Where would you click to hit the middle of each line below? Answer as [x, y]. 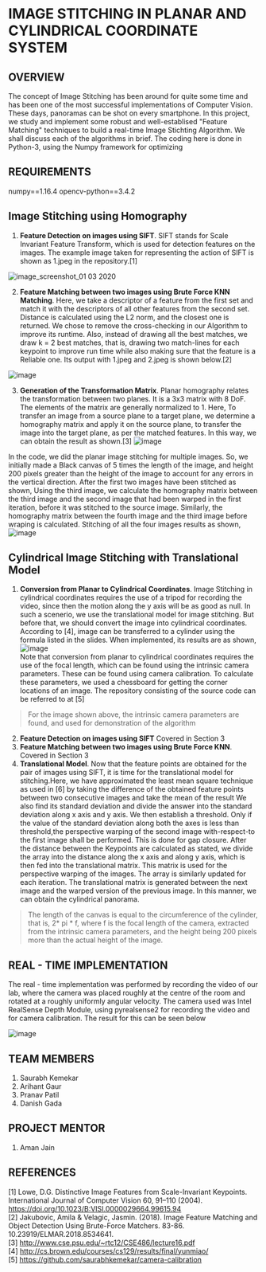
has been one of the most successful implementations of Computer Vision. [131, 105]
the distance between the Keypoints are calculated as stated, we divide [136, 848]
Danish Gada [40, 1103]
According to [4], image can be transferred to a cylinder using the [127, 632]
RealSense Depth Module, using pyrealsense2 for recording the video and [129, 1010]
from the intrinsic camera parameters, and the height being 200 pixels [142, 932]
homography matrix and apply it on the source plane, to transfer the [131, 424]
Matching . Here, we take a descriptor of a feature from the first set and [137, 300]
